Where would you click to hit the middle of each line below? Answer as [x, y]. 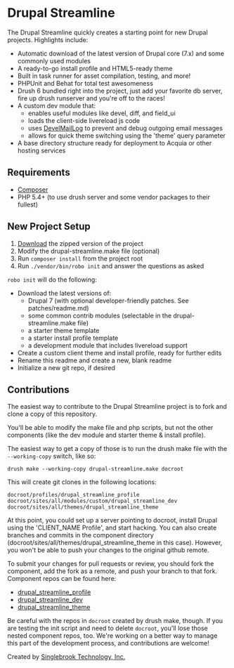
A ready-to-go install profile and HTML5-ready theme [95, 68]
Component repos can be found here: [62, 579]
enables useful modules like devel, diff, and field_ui [102, 113]
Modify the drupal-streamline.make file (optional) [89, 251]
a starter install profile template [73, 338]
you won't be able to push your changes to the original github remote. [108, 550]
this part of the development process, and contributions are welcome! [108, 643]
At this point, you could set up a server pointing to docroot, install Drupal [112, 520]
